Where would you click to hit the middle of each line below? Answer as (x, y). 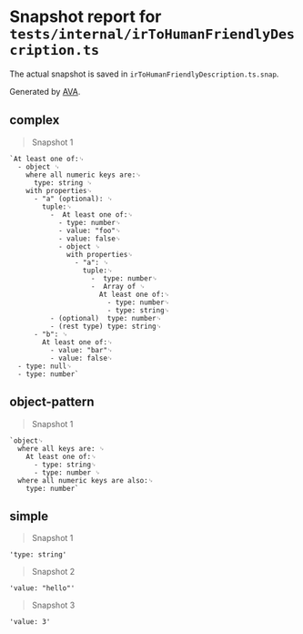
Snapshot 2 (53, 572)
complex (35, 120)
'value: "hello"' (42, 588)
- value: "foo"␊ (89, 230)
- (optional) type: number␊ (106, 318)
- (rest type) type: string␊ (106, 326)
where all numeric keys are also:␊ (86, 480)
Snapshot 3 (53, 605)
